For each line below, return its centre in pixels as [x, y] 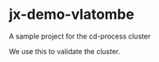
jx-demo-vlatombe [72, 15]
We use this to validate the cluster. [65, 51]
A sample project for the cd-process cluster [80, 36]
